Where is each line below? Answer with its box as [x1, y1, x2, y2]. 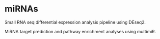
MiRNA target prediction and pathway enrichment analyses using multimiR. [4, 28, 156, 34]
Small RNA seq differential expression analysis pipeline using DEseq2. [4, 19, 146, 25]
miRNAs [4, 3, 39, 14]
